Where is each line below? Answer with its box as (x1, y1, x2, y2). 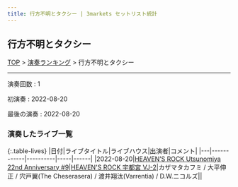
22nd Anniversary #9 (7, 163, 69, 171)
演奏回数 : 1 (7, 80, 40, 88)
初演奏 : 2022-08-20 (7, 95, 68, 103)
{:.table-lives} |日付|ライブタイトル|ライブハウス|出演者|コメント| (7, 146, 198, 155)
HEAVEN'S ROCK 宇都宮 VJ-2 (70, 163, 157, 171)
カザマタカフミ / (158, 163, 207, 171)
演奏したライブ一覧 (7, 129, 73, 139)
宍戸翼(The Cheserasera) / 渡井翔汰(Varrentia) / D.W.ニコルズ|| (18, 171, 203, 180)
